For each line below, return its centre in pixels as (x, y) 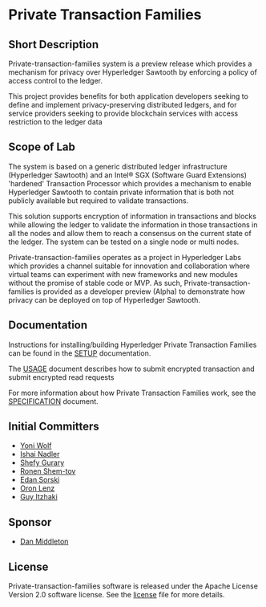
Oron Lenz (37, 488)
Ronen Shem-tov (48, 471)
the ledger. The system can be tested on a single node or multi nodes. (124, 242)
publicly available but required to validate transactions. (99, 200)
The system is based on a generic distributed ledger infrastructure (118, 166)
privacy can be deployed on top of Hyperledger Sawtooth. (105, 299)
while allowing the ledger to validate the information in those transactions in (133, 224)
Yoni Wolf (36, 446)
